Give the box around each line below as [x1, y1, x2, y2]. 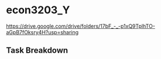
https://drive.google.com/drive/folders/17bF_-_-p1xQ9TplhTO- [6, 23, 155, 30]
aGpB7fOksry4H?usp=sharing [6, 28, 79, 35]
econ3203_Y [6, 3, 70, 17]
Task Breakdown [6, 46, 68, 56]
